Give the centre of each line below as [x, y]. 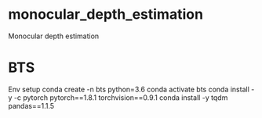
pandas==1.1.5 [31, 105]
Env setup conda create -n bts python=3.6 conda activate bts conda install [129, 89]
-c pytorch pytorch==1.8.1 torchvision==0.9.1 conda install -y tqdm [121, 97]
